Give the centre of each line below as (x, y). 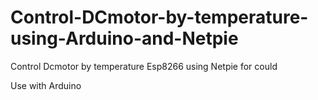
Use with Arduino (46, 85)
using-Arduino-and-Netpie (124, 38)
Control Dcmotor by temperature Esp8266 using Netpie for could (144, 66)
